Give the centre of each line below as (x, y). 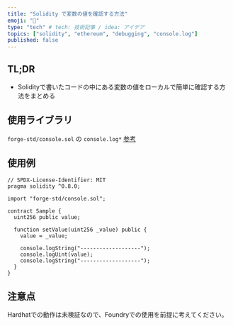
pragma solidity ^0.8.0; (44, 186)
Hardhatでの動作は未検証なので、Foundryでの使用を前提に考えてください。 (118, 315)
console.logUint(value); (57, 254)
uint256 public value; (47, 217)
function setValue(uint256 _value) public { (80, 230)
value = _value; (44, 236)
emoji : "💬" (23, 21)
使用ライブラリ (40, 120)
